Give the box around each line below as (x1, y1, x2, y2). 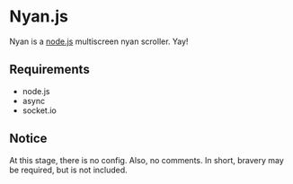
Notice (9, 131, 48, 146)
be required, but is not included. (9, 164, 128, 175)
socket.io (22, 105, 57, 116)
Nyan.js (9, 6, 69, 27)
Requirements (9, 62, 90, 77)
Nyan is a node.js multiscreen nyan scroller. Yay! (9, 36, 189, 47)
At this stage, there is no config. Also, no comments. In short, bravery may (9, 154, 285, 165)
